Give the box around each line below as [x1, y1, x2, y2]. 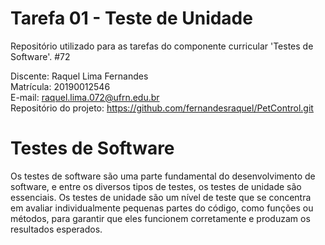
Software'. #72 [10, 50, 71, 62]
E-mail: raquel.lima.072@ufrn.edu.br [10, 91, 160, 103]
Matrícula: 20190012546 [10, 80, 111, 92]
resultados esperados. [10, 223, 103, 235]
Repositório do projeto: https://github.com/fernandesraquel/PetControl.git [10, 102, 314, 114]
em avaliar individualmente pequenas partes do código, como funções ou [10, 202, 314, 214]
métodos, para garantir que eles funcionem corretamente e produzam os [10, 212, 311, 224]
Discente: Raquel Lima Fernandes [10, 70, 149, 82]
